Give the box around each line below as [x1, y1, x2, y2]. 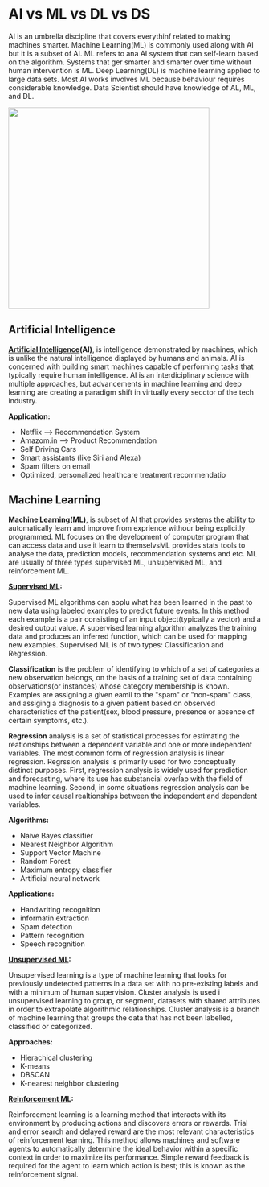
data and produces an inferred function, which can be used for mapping [8, 631, 247, 641]
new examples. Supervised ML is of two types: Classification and [8, 639, 224, 649]
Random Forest [19, 856, 71, 866]
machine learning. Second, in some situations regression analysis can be [8, 782, 250, 792]
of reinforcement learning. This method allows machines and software [8, 1135, 241, 1144]
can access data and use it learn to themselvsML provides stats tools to [8, 540, 246, 550]
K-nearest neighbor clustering [19, 1078, 119, 1088]
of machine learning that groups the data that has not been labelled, [8, 1012, 233, 1023]
